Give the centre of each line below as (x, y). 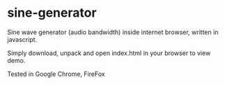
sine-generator (52, 13)
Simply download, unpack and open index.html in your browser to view (109, 53)
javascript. (22, 39)
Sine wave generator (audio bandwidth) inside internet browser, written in (113, 32)
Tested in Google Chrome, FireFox (56, 74)
